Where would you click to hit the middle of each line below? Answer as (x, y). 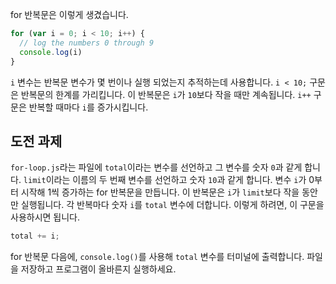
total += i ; (35, 236)
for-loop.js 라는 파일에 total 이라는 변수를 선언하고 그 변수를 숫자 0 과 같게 (156, 167)
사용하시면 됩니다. (45, 217)
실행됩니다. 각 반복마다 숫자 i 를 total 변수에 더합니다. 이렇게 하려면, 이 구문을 (172, 205)
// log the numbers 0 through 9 (87, 43)
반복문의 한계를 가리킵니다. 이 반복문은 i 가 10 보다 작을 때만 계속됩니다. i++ (166, 94)
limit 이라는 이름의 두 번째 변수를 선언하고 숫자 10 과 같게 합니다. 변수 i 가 (165, 180)
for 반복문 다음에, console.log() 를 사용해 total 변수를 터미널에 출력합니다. (157, 257)
